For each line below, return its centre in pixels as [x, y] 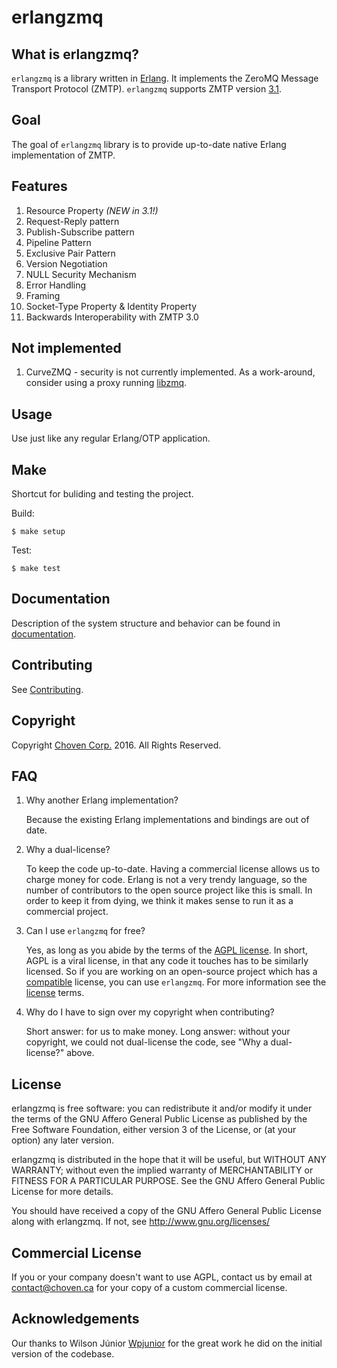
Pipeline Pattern [58, 242]
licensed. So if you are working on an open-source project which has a [171, 972]
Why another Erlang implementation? [102, 800]
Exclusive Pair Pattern [70, 253]
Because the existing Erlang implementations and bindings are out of [167, 820]
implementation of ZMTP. [63, 155]
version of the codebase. [63, 1353]
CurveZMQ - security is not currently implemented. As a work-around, [170, 372]
